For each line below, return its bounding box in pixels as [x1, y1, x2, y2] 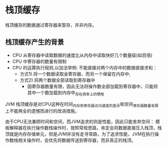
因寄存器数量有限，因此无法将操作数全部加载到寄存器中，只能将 [27, 83, 158, 89]
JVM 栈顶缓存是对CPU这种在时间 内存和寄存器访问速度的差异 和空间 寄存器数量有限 [5, 101, 159, 108]
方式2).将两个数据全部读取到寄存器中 [19, 77, 95, 83]
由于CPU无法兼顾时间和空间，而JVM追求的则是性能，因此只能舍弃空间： [5, 119, 155, 125]
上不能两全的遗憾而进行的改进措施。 [5, 108, 80, 114]
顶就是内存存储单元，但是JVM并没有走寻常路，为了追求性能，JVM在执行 [5, 131, 155, 137]
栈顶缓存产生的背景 [5, 38, 64, 46]
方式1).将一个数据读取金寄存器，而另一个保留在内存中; [19, 71, 131, 77]
